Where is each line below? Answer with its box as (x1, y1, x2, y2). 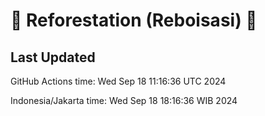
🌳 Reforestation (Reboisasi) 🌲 (10, 9, 258, 32)
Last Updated (10, 49, 96, 66)
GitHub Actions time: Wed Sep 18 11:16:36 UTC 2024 (10, 75, 227, 87)
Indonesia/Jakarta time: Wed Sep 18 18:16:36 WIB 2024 (10, 95, 238, 106)
